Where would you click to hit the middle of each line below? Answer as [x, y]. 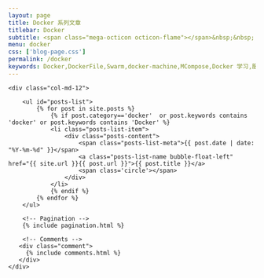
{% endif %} [70, 191]
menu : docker [29, 45]
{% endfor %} [58, 198]
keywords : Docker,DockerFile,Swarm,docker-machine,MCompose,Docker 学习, [130, 67]
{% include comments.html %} [73, 253]
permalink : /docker [40, 60]
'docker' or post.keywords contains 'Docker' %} [89, 123]
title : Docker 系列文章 [44, 23]
